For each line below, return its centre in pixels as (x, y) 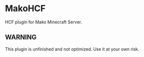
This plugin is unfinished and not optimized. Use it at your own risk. (72, 49)
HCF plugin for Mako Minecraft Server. (44, 22)
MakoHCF (25, 9)
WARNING (21, 37)
